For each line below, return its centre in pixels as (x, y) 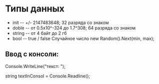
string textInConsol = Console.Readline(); (48, 76)
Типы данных (35, 9)
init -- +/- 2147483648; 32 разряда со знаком (60, 22)
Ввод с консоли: (32, 54)
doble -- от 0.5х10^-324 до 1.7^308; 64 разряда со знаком (74, 27)
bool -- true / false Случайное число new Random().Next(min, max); (83, 38)
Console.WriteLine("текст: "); (35, 66)
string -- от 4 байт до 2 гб (39, 33)
